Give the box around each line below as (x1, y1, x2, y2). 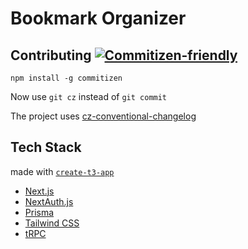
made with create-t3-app (10, 165, 115, 177)
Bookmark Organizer (10, 7, 187, 30)
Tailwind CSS (24, 217, 80, 229)
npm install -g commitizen (10, 73, 123, 83)
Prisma (24, 206, 55, 218)
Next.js (24, 185, 55, 197)
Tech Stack (10, 139, 82, 156)
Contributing (10, 47, 92, 64)
